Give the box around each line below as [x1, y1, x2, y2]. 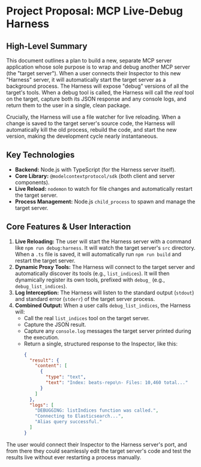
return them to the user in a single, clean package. [6, 102, 131, 109]
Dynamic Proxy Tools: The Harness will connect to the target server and [14, 263, 195, 270]
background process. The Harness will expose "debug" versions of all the [6, 82, 189, 90]
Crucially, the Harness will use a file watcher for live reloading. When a [6, 113, 181, 120]
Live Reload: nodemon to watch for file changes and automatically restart [14, 185, 193, 192]
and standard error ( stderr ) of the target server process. [14, 295, 155, 302]
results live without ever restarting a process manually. [6, 453, 142, 461]
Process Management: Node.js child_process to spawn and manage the [14, 197, 196, 205]
